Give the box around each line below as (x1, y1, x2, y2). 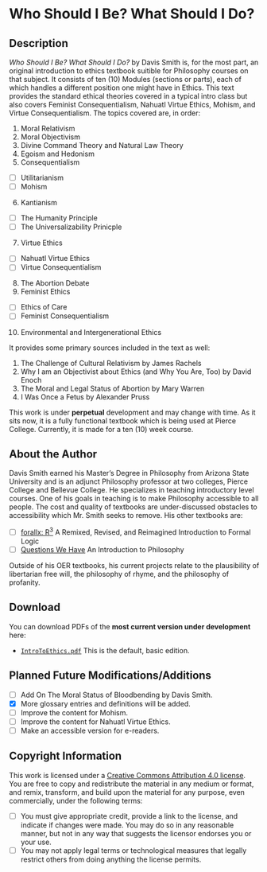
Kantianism (20, 198, 58, 208)
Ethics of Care (20, 302, 68, 312)
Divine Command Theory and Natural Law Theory (20, 141, 184, 150)
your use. (20, 837, 52, 847)
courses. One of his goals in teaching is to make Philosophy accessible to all (9, 494, 259, 504)
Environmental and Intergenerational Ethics (20, 327, 162, 337)
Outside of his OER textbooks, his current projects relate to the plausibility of (9, 561, 260, 570)
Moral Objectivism (20, 132, 81, 142)
